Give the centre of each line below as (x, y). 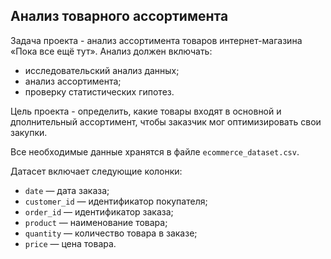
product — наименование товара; (96, 222)
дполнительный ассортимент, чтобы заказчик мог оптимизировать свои (166, 121)
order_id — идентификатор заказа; (99, 211)
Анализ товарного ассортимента (119, 16)
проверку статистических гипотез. (99, 91)
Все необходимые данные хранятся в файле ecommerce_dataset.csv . (155, 151)
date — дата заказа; (67, 190)
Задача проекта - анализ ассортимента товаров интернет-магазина (156, 40)
